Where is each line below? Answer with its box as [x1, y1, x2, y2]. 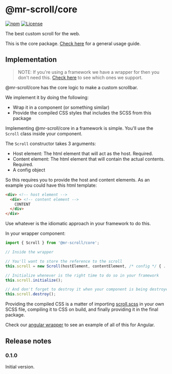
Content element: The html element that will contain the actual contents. [12, 155, 165, 162]
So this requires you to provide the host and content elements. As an [5, 176, 150, 183]
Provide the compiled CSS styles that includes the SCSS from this [12, 109, 152, 116]
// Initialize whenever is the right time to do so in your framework [5, 273, 159, 278]
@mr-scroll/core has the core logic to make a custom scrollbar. [5, 84, 138, 90]
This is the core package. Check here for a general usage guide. [5, 40, 141, 47]
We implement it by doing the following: [5, 94, 89, 101]
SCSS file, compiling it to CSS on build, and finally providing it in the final [5, 306, 159, 312]
